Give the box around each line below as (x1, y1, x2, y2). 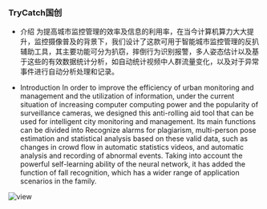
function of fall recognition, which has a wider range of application (19, 168, 241, 178)
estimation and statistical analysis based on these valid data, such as (19, 134, 249, 143)
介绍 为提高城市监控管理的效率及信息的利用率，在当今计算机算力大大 (19, 26, 247, 37)
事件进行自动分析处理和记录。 (19, 66, 119, 77)
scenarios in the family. (19, 176, 97, 186)
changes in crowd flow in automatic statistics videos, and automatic (19, 143, 245, 152)
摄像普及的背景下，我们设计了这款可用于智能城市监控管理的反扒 (47, 37, 259, 46)
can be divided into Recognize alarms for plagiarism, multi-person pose (19, 126, 257, 135)
